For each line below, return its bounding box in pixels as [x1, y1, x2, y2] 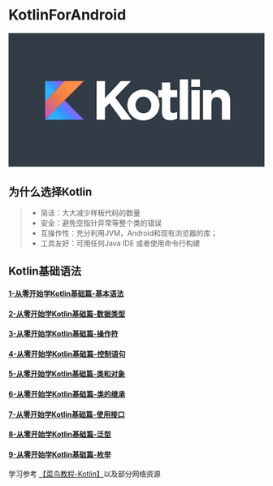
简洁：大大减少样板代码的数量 [40, 208, 141, 218]
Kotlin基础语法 [8, 264, 82, 278]
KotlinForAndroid [8, 6, 127, 24]
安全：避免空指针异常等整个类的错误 [40, 218, 162, 228]
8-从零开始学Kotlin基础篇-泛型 [8, 429, 111, 440]
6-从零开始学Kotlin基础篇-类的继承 [8, 388, 126, 399]
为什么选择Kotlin [8, 184, 93, 198]
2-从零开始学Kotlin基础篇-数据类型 [8, 309, 126, 319]
